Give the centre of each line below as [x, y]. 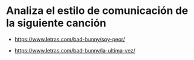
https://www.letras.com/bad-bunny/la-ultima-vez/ [75, 50]
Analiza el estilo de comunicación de [97, 11]
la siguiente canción [56, 23]
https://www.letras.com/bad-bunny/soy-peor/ [70, 39]
